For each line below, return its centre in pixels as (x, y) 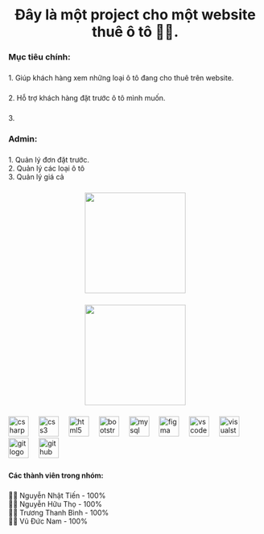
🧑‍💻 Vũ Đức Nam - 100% (48, 521)
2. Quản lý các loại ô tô (47, 168)
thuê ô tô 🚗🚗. (135, 32)
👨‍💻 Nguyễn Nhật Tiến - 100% (57, 495)
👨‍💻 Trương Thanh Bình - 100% (59, 513)
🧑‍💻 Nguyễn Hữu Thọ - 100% (56, 504)
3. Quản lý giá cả (36, 177)
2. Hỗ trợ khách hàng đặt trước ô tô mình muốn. (87, 97)
